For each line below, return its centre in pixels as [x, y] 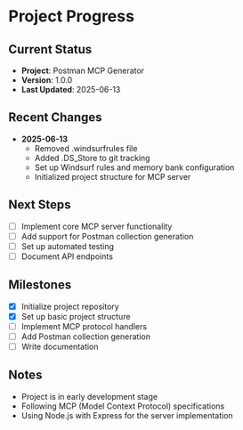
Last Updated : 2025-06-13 [71, 89]
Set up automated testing [68, 246]
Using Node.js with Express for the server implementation [127, 415]
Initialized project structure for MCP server [113, 176]
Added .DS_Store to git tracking [92, 158]
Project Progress [72, 16]
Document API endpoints [67, 256]
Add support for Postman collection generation [107, 236]
